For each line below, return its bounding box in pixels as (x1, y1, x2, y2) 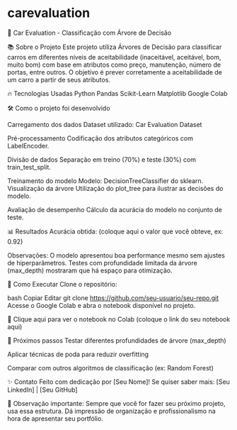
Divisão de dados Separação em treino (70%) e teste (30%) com (7, 155, 197, 164)
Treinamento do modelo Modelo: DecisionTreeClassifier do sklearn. (7, 176, 204, 185)
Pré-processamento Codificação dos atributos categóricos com (7, 133, 193, 143)
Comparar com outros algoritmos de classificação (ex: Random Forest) (7, 363, 214, 372)
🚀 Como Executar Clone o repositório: (7, 280, 117, 288)
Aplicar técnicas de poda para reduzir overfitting (7, 350, 149, 358)
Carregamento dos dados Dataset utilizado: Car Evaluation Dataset (7, 120, 202, 128)
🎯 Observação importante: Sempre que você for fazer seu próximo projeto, (7, 399, 226, 407)
